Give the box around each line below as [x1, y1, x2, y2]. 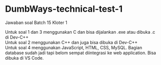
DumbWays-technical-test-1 [5, 3, 123, 15]
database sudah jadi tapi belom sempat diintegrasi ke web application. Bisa [5, 50, 156, 56]
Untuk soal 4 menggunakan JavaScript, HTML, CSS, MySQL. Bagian [5, 44, 142, 50]
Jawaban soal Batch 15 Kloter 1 [5, 20, 67, 25]
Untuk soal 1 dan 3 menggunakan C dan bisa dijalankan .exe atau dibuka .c [5, 29, 155, 35]
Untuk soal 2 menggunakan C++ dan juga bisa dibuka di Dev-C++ [5, 39, 138, 45]
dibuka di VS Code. [5, 55, 44, 61]
